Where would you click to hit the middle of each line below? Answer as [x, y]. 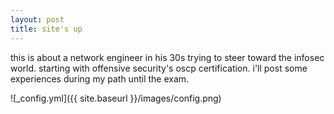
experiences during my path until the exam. [100, 78]
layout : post [37, 19]
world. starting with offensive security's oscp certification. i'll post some [159, 68]
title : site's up [46, 29]
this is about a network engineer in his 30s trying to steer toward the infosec [167, 57]
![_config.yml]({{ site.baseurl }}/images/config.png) [116, 98]
